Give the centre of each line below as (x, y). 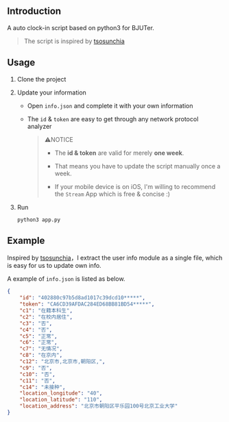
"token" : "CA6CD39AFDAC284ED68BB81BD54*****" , (87, 304)
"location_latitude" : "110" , (61, 400)
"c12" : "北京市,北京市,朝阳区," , (62, 362)
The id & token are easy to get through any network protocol (113, 119)
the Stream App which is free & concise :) (112, 194)
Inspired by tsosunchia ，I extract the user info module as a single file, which (115, 258)
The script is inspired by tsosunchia (74, 41)
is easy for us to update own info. (54, 266)
